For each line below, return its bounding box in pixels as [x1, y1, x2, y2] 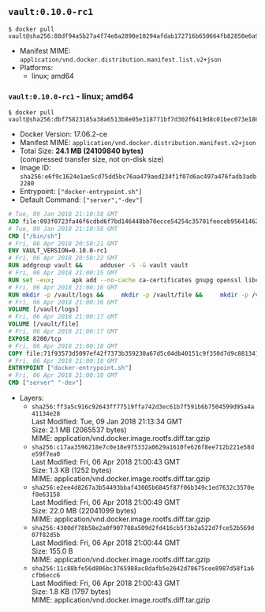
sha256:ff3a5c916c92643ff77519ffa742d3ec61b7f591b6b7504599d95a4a [31, 403, 255, 411]
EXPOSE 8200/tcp [8, 334, 62, 342]
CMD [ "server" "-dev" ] [8, 379, 83, 387]
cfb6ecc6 [31, 572, 61, 580]
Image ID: [19, 163, 51, 173]
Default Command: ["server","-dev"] [19, 195, 144, 204]
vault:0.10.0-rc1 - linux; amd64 [8, 91, 134, 102]
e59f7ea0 [31, 450, 61, 458]
